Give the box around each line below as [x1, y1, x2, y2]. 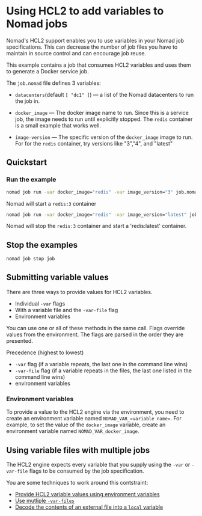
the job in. [14, 97, 40, 105]
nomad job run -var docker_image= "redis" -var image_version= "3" [6, 189, 173, 195]
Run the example [6, 176, 57, 184]
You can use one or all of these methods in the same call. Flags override [6, 324, 185, 331]
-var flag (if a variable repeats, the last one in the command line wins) [14, 360, 188, 367]
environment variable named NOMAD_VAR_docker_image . [6, 428, 139, 435]
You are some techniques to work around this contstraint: [6, 479, 148, 486]
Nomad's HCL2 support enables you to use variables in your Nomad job [6, 37, 185, 44]
